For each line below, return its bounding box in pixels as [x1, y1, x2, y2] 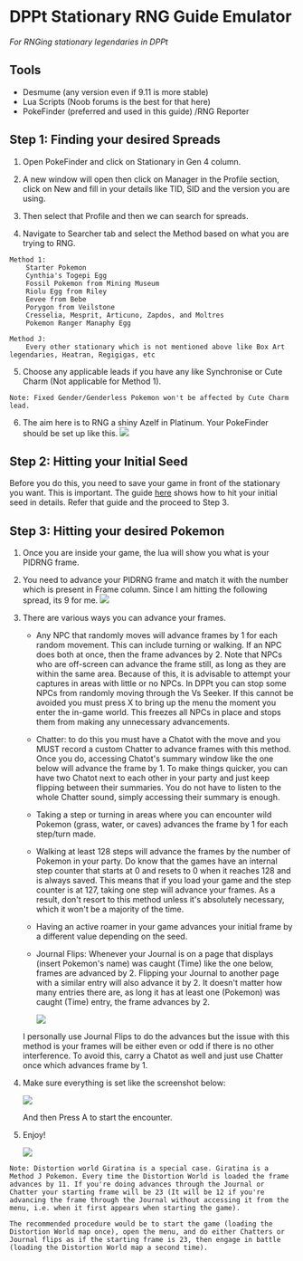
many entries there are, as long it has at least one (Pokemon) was [35, 987, 280, 998]
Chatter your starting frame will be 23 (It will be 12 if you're [9, 1188, 265, 1197]
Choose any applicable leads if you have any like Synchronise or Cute [22, 366, 283, 377]
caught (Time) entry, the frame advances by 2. [35, 997, 211, 1008]
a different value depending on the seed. [35, 931, 188, 942]
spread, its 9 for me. [22, 595, 99, 606]
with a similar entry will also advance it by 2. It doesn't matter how [35, 978, 283, 989]
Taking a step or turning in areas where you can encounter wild [35, 809, 272, 820]
